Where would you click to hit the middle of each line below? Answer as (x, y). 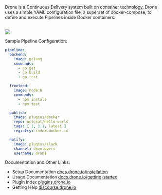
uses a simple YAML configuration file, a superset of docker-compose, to (78, 12)
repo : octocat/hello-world (41, 122)
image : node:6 (28, 90)
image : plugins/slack (36, 144)
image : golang (28, 59)
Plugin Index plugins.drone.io (41, 182)
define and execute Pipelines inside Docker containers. (60, 17)
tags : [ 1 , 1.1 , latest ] (40, 126)
